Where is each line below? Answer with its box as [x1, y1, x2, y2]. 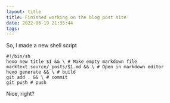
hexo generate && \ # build [6, 69, 76, 75]
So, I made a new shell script [6, 42, 78, 49]
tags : [6, 25, 20, 32]
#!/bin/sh [6, 53, 31, 60]
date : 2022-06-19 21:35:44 [6, 20, 73, 26]
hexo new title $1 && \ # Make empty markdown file [6, 59, 137, 65]
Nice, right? [6, 90, 35, 98]
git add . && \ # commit [6, 74, 68, 81]
